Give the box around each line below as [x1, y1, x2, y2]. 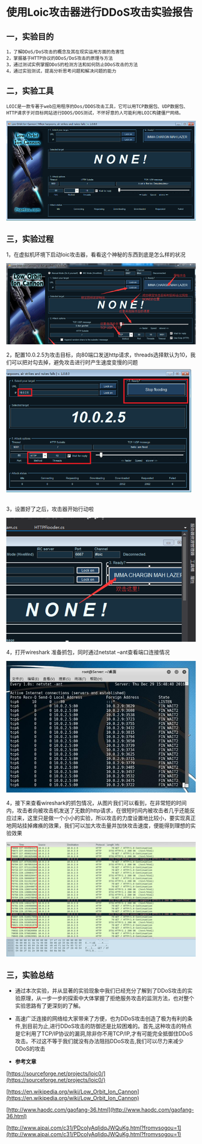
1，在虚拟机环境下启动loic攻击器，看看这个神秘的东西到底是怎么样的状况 [6, 251, 186, 258]
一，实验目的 [6, 31, 54, 42]
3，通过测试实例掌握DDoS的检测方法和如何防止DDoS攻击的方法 [6, 62, 138, 68]
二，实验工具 [6, 86, 54, 96]
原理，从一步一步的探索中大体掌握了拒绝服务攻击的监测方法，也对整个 [20, 994, 194, 1002]
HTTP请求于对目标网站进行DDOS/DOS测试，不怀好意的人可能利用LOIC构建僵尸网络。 [6, 110, 184, 116]
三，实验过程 [6, 233, 54, 244]
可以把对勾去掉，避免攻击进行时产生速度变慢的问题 [11, 358, 138, 365]
